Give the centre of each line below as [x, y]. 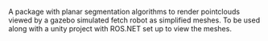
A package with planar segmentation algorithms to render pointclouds [124, 12]
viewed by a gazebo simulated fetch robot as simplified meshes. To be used [134, 20]
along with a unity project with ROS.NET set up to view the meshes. [120, 29]
